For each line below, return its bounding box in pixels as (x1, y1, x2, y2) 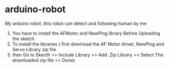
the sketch (12, 36, 35, 42)
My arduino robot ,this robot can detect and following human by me (5, 20, 147, 26)
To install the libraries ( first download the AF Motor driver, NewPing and (12, 41, 164, 47)
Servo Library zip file (12, 46, 57, 52)
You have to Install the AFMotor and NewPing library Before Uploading (12, 30, 160, 36)
